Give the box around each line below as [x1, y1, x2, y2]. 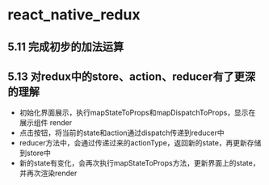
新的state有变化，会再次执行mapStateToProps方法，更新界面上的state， [19, 158, 260, 168]
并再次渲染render [19, 168, 78, 179]
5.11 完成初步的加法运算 [7, 40, 124, 53]
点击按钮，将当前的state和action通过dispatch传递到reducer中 [19, 128, 225, 138]
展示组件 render [19, 118, 73, 128]
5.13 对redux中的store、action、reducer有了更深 [7, 69, 256, 83]
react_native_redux [7, 6, 141, 24]
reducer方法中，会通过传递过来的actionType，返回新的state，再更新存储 [19, 138, 262, 148]
